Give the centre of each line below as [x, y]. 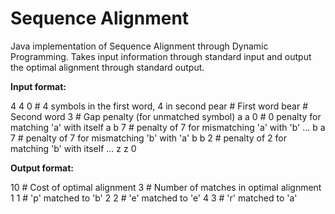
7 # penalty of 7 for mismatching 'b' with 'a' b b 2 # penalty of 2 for [148, 138]
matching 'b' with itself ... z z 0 [73, 148]
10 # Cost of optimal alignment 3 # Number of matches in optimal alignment [166, 187]
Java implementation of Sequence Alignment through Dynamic [139, 46]
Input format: [38, 86]
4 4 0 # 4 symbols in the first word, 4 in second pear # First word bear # [159, 106]
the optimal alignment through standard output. [107, 67]
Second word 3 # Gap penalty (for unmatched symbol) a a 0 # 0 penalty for [166, 116]
